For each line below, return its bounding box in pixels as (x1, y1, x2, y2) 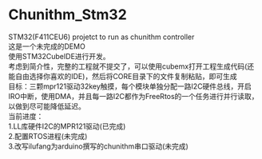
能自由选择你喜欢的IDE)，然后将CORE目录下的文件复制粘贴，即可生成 (8, 71, 237, 81)
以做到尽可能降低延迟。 (8, 101, 85, 111)
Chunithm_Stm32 (8, 6, 128, 24)
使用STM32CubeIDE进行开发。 (8, 51, 110, 61)
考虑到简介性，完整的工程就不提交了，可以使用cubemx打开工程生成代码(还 (8, 62, 255, 71)
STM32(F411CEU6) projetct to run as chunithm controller (8, 32, 195, 42)
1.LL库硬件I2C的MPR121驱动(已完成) (8, 121, 126, 131)
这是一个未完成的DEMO (8, 42, 85, 51)
